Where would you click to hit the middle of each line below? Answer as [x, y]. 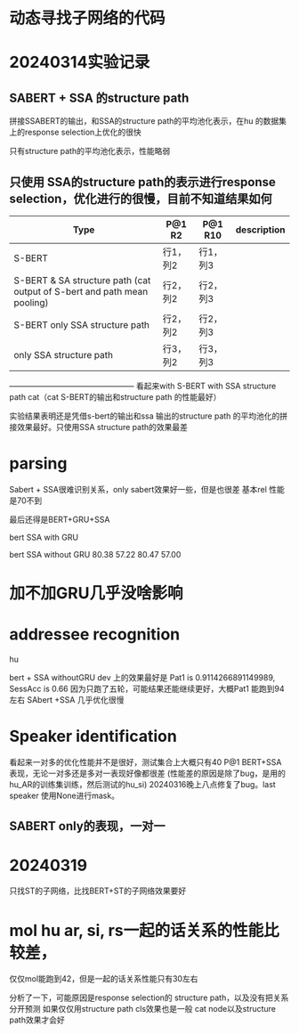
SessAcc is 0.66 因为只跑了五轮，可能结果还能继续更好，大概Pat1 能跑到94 [147, 689]
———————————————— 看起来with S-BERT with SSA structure [143, 386]
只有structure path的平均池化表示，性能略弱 [90, 151]
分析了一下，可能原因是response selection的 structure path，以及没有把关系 [149, 997]
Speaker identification [93, 737]
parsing [38, 464]
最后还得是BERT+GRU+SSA [60, 519]
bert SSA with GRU [44, 537]
